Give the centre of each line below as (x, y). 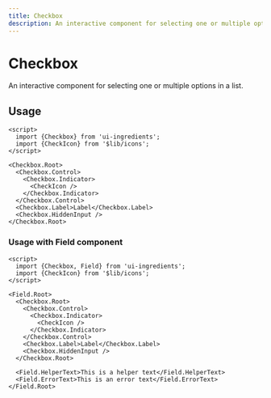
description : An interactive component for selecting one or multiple (129, 23)
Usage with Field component (66, 242)
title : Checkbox (35, 16)
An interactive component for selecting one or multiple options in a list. (126, 86)
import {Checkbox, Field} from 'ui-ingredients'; (100, 266)
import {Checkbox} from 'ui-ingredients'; (88, 137)
